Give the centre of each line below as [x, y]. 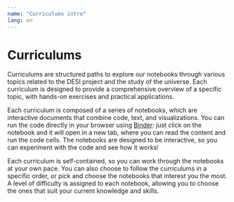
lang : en [20, 20]
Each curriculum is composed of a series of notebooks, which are [103, 110]
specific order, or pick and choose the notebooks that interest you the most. [117, 176]
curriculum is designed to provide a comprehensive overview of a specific [115, 89]
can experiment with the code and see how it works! [83, 147]
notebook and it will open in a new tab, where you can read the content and [117, 133]
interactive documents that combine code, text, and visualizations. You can [116, 118]
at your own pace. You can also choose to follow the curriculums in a [107, 168]
